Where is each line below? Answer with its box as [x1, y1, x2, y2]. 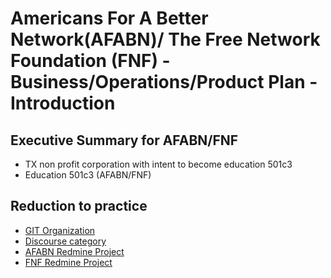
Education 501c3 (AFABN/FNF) [24, 169, 152, 181]
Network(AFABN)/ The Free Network [10, 28, 321, 51]
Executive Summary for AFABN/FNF [10, 132, 239, 149]
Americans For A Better [10, 7, 209, 30]
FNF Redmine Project [24, 256, 113, 268]
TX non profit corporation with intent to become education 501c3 [24, 158, 293, 170]
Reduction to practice [10, 198, 148, 215]
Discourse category [24, 235, 107, 247]
